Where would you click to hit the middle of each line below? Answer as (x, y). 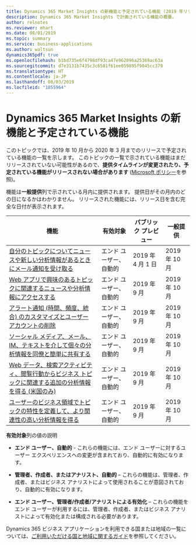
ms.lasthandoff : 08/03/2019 (40, 82)
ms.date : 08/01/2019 (31, 33)
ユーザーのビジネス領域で (44, 402)
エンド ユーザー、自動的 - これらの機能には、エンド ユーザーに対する (97, 447)
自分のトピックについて (41, 251)
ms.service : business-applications (49, 44)
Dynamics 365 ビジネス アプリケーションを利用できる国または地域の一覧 (94, 529)
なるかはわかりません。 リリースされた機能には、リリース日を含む (101, 199)
